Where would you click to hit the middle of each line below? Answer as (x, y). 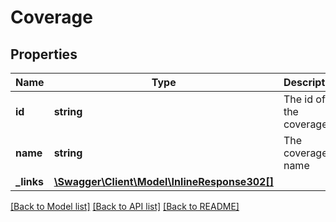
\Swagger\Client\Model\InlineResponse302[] (163, 181)
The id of (304, 99)
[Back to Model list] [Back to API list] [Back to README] (125, 206)
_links (30, 181)
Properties (44, 54)
